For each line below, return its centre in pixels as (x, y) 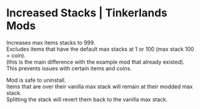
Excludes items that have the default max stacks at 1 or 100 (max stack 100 (100, 49)
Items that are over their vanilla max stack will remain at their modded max (100, 86)
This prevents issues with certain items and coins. (69, 68)
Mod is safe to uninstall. (36, 80)
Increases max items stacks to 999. (51, 42)
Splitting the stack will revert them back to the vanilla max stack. (87, 99)
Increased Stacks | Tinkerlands (87, 13)
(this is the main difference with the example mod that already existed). (95, 62)
